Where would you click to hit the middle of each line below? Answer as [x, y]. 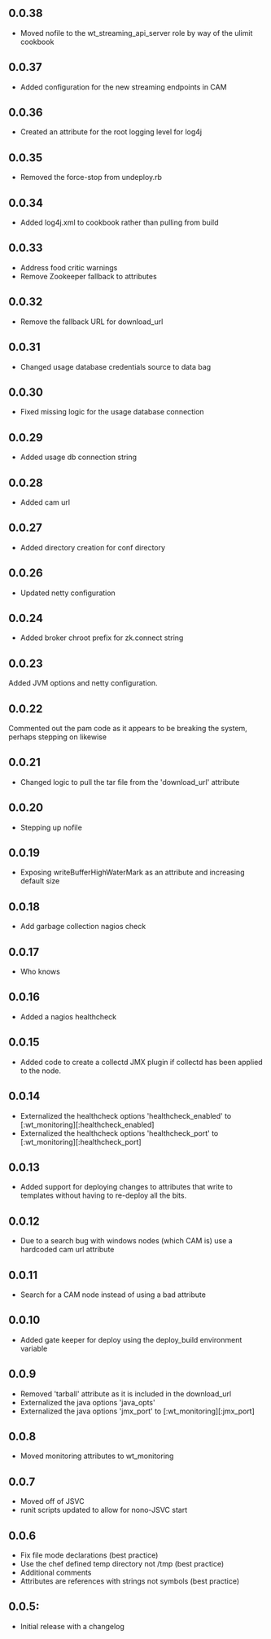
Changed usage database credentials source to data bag [116, 366]
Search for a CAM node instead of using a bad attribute [113, 1295]
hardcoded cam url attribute [67, 1250]
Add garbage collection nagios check [83, 927]
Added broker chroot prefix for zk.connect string [102, 638]
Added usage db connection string [78, 457]
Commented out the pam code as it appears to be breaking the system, [128, 728]
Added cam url [45, 502]
